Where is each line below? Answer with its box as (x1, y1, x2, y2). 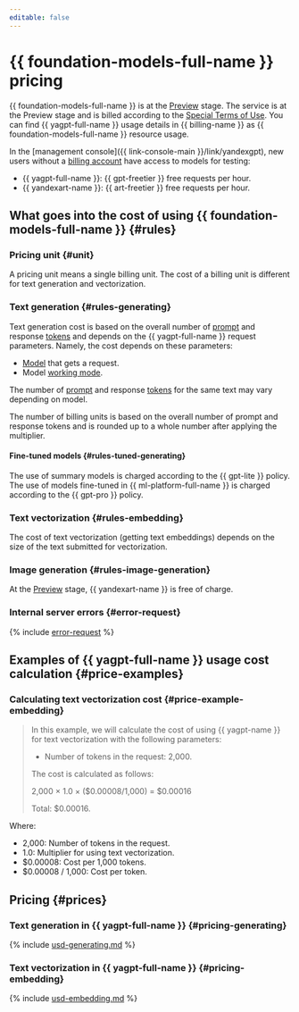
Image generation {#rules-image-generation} (9, 564, 212, 576)
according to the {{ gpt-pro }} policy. (9, 489, 145, 500)
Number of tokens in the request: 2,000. (44, 751, 193, 762)
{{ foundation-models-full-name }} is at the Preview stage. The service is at (9, 100, 287, 111)
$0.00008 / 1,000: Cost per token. (21, 866, 147, 877)
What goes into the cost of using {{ (9, 207, 208, 223)
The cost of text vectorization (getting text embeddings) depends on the (9, 532, 275, 543)
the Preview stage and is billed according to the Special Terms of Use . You (9, 109, 284, 121)
